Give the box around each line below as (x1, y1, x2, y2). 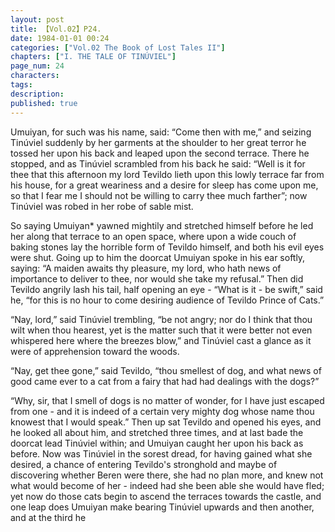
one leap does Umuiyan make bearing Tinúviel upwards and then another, (10, 501, 315, 513)
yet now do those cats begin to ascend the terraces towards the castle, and (10, 490, 322, 502)
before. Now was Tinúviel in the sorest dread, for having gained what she (10, 447, 313, 460)
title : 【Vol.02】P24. (10, 24, 102, 34)
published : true (10, 98, 78, 108)
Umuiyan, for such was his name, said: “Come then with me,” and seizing (10, 126, 312, 138)
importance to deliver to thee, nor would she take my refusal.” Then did (10, 272, 304, 285)
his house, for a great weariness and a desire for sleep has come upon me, (10, 179, 319, 191)
